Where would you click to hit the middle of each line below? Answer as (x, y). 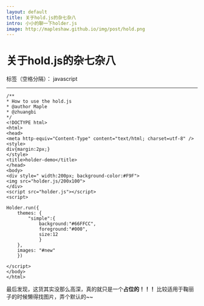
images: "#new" (36, 251)
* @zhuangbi (21, 112)
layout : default (27, 12)
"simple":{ (42, 219)
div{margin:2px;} (28, 150)
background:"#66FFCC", (67, 224)
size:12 (49, 235)
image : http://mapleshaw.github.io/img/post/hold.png (76, 29)
